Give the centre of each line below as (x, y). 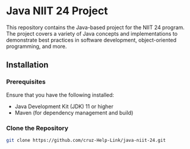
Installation (27, 65)
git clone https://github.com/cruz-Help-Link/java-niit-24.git (86, 140)
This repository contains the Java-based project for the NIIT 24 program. (96, 27)
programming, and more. (37, 46)
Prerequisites (26, 82)
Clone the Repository (37, 128)
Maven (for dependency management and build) (74, 112)
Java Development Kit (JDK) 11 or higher (64, 106)
